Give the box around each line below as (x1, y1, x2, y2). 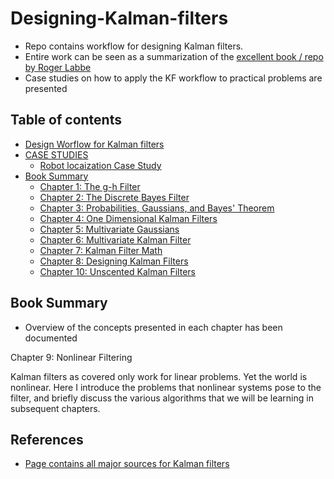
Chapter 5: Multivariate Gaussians (39, 223, 180, 235)
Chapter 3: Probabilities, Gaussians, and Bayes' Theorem (39, 202, 275, 214)
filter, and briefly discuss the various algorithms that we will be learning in (10, 392, 314, 404)
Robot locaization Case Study (39, 159, 162, 171)
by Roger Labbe (24, 61, 92, 73)
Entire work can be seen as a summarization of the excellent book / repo (24, 50, 324, 62)
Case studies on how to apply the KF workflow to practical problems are (24, 72, 323, 84)
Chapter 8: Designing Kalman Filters (39, 255, 189, 267)
